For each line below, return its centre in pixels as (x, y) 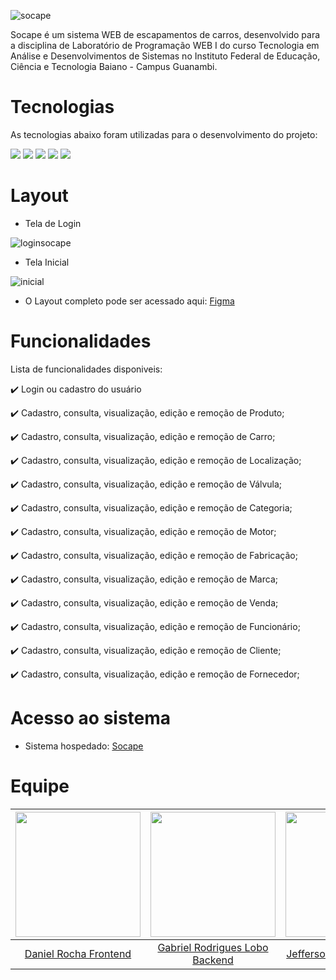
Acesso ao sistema (91, 718)
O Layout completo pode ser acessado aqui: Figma (129, 301)
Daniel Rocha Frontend (78, 953)
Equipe (40, 786)
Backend (213, 960)
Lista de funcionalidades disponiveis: (86, 369)
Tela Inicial (47, 262)
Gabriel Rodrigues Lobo (213, 947)
